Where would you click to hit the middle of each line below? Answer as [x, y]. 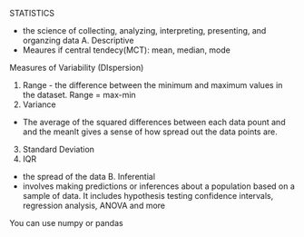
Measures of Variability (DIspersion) [77, 68]
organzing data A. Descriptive [78, 40]
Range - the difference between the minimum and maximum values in [152, 85]
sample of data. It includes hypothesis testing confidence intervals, [148, 196]
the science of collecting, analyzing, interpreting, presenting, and [144, 30]
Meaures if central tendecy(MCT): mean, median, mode [127, 50]
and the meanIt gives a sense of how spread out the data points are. [150, 132]
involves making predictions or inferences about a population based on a [158, 186]
